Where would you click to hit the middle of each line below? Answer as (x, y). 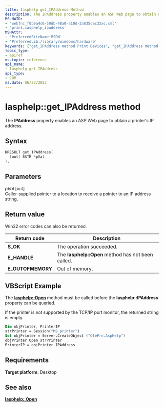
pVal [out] (15, 188)
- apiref (14, 55)
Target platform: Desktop (31, 372)
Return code (30, 238)
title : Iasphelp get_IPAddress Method (44, 10)
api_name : (15, 64)
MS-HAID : (14, 19)
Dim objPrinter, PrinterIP (32, 327)
